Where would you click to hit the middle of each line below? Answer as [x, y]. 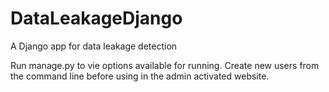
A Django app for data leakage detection [94, 46]
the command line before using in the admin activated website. [140, 76]
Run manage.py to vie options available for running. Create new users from [165, 65]
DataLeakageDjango [96, 18]
